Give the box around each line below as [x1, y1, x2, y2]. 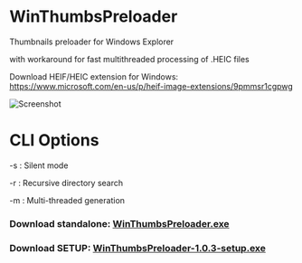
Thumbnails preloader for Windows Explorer [9, 36, 175, 47]
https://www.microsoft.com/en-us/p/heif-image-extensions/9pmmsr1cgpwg [9, 80, 294, 91]
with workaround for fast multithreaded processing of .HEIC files [9, 53, 250, 64]
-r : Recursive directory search [9, 177, 124, 188]
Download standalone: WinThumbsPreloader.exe [9, 217, 230, 230]
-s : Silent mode [9, 160, 69, 171]
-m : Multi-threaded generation [9, 194, 125, 205]
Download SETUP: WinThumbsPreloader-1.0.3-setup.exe [9, 241, 267, 254]
